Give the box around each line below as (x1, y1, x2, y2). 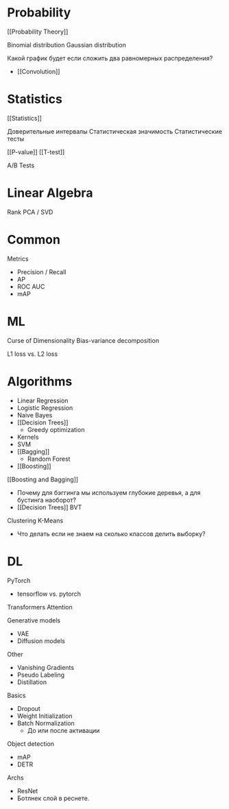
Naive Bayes (16, 411, 53, 419)
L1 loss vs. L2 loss (7, 350, 58, 358)
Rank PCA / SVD (7, 208, 53, 216)
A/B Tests (7, 161, 35, 169)
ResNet (16, 786, 38, 795)
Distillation (16, 677, 47, 686)
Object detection (7, 739, 55, 748)
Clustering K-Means (7, 516, 64, 524)
